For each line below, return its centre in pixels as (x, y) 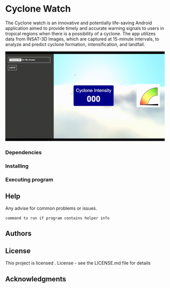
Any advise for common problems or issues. (51, 209)
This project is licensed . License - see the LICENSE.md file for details (78, 263)
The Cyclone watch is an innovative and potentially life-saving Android (79, 23)
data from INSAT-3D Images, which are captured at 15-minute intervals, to (82, 39)
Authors (18, 234)
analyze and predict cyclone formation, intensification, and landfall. (75, 44)
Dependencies (24, 152)
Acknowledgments (36, 279)
